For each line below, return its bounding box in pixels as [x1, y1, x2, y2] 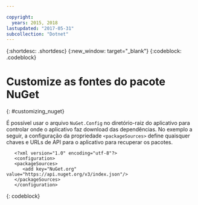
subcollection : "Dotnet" [6, 31, 69, 37]
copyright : [6, 14, 34, 20]
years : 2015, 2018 [11, 19, 59, 26]
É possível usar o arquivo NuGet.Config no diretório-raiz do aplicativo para [6, 119, 190, 127]
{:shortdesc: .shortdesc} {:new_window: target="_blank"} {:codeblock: [6, 48, 182, 55]
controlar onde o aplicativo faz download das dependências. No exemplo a [6, 126, 193, 133]
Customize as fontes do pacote [6, 75, 166, 89]
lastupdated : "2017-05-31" [6, 25, 74, 31]
